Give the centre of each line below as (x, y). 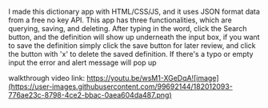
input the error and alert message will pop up (82, 62)
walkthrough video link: (47, 78)
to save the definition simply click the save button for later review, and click (132, 46)
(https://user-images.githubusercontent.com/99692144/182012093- (121, 86)
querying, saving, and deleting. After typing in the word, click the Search (128, 28)
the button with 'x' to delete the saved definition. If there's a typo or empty (131, 54)
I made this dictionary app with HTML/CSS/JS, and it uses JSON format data (134, 12)
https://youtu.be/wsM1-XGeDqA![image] (153, 78)
